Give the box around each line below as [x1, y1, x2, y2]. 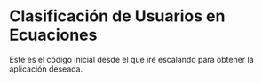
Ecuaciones [9, 25, 98, 45]
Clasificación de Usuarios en [9, 6, 226, 26]
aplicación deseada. [9, 64, 83, 74]
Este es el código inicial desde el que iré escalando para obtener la [9, 54, 255, 64]
